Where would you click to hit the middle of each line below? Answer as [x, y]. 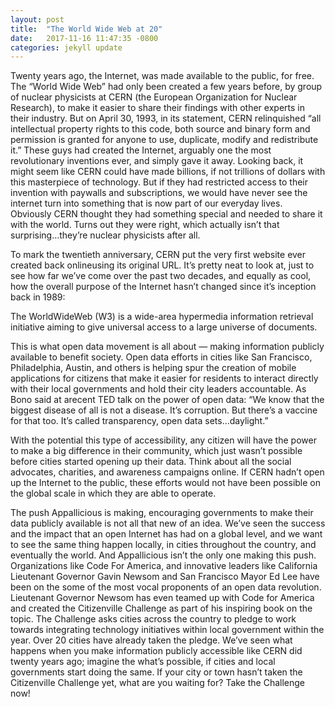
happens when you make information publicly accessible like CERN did [156, 651]
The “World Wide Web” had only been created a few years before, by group [166, 87]
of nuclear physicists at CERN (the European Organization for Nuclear [154, 97]
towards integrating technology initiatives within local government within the [167, 630]
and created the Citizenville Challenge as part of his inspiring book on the [161, 608]
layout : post [37, 19]
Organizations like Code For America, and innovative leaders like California [164, 566]
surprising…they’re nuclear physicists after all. [105, 235]
